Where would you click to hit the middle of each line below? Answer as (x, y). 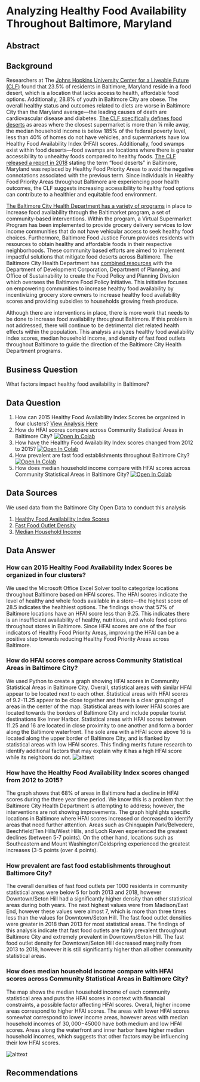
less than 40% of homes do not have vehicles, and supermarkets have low (98, 137)
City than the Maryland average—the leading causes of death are (87, 112)
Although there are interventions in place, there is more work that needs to (98, 313)
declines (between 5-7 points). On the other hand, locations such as (90, 838)
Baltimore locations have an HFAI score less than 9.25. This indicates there (98, 613)
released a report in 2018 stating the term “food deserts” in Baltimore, (92, 163)
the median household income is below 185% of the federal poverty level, (96, 131)
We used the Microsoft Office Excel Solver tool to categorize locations (93, 588)
